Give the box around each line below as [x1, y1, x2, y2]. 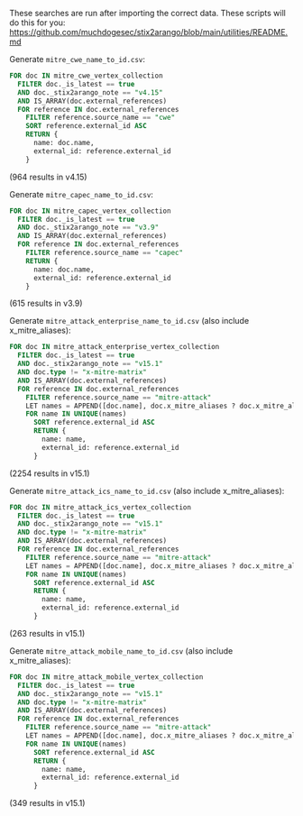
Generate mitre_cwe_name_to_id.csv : [9, 54, 146, 64]
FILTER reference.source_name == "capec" [25, 248, 183, 257]
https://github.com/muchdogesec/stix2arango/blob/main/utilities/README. [9, 27, 289, 37]
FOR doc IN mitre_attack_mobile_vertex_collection [9, 672, 204, 682]
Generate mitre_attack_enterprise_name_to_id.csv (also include [9, 316, 250, 326]
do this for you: [9, 17, 66, 28]
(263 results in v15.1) [9, 628, 86, 638]
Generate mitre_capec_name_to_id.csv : [9, 188, 153, 199]
